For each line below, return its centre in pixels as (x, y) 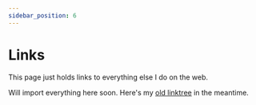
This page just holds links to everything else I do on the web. (108, 77)
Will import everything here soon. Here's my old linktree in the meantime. (129, 92)
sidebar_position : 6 (43, 16)
